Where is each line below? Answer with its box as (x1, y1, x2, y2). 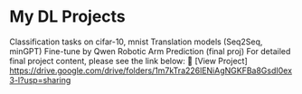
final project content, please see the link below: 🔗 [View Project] (9, 55, 248, 66)
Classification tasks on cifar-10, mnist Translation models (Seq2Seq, (9, 36, 263, 47)
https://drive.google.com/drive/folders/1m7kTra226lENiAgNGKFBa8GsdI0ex (9, 65, 292, 76)
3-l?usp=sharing (9, 74, 71, 85)
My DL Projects (9, 6, 127, 27)
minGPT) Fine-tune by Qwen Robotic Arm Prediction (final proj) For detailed (9, 45, 291, 56)
